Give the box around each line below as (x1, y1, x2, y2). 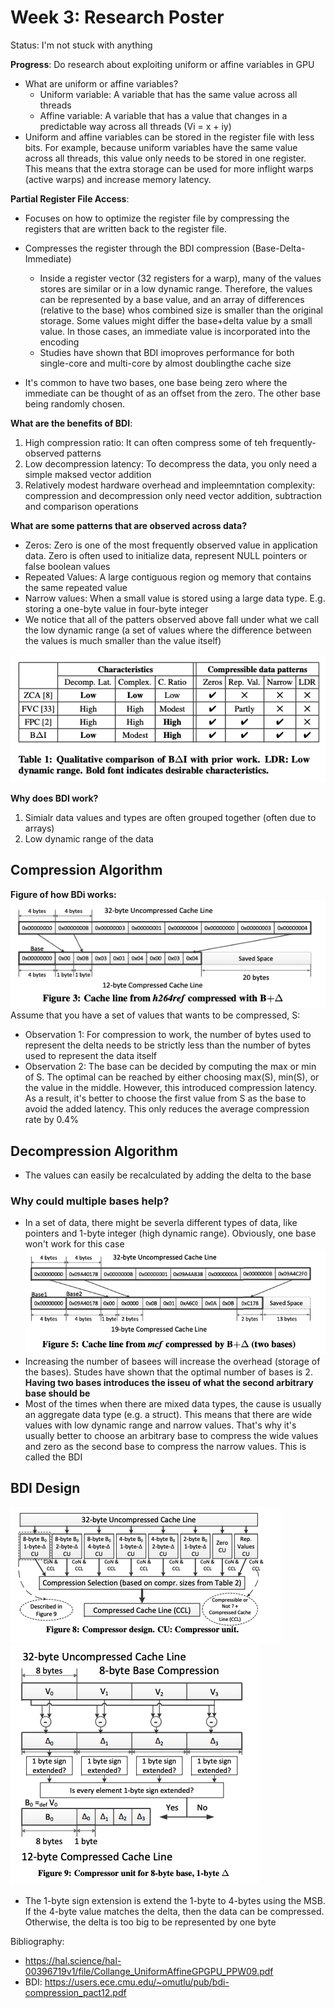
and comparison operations (24, 500, 139, 512)
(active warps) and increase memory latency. (24, 173, 212, 185)
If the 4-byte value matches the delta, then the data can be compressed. (24, 1905, 325, 1917)
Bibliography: (10, 1935, 65, 1947)
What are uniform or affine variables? (24, 77, 179, 90)
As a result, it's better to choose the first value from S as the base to (24, 1092, 307, 1105)
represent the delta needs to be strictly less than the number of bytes (24, 1039, 312, 1051)
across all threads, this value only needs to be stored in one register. (24, 152, 307, 164)
